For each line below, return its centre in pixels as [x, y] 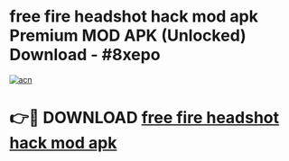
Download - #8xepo [85, 55]
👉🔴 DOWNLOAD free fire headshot [144, 118]
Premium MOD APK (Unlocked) [128, 36]
